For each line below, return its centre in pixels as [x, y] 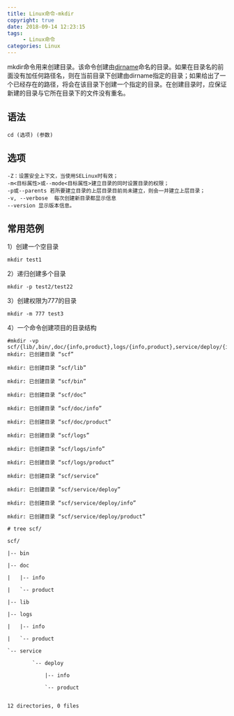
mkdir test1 [24, 260]
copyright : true [31, 20]
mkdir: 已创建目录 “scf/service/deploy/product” [77, 517]
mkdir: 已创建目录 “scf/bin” [47, 382]
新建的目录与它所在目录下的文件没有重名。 [68, 93]
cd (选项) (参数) [30, 135]
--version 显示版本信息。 [41, 206]
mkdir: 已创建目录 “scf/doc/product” [59, 422]
